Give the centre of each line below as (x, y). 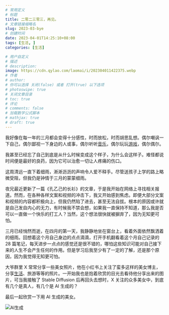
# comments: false (24, 108)
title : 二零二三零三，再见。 (32, 19)
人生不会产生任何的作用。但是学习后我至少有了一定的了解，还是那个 (84, 250)
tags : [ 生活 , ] (20, 43)
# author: (16, 80)
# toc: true (18, 99)
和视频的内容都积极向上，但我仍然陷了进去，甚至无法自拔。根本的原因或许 (82, 201)
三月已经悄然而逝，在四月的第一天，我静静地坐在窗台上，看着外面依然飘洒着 (84, 231)
